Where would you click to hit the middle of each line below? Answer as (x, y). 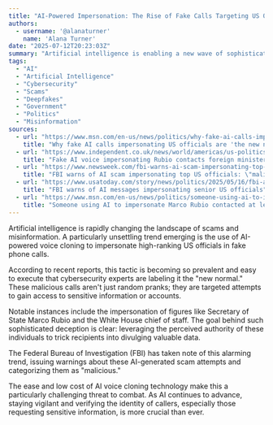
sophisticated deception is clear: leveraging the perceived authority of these (136, 328)
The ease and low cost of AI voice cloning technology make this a (119, 386)
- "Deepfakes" (39, 99)
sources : (23, 129)
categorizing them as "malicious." (65, 370)
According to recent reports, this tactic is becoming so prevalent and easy (132, 270)
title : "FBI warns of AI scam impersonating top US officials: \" (138, 175)
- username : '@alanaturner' (63, 31)
